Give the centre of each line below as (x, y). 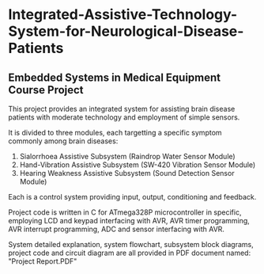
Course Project (46, 90)
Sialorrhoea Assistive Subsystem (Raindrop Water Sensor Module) (127, 156)
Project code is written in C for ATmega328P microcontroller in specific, (125, 212)
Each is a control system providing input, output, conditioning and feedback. (132, 197)
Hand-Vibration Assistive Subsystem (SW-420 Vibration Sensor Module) (138, 165)
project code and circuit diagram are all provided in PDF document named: (130, 253)
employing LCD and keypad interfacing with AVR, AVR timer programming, (129, 221)
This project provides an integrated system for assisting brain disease (122, 109)
